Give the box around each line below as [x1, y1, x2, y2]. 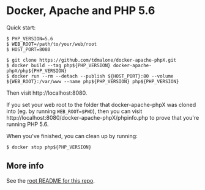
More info [6, 161, 44, 171]
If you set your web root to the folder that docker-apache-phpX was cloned [6, 101, 196, 108]
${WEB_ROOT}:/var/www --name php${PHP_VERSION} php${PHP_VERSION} [6, 78, 179, 84]
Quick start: [6, 24, 35, 31]
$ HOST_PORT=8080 [6, 46, 51, 53]
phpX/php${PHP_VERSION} [6, 68, 67, 74]
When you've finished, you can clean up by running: [6, 132, 138, 139]
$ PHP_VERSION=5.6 [6, 35, 53, 42]
